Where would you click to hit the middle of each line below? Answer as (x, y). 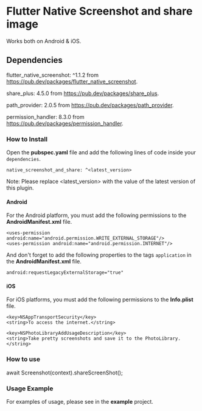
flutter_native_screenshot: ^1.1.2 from (53, 75)
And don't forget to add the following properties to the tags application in (99, 255)
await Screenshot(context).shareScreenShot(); (64, 373)
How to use (23, 359)
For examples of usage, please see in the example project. (80, 402)
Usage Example (30, 388)
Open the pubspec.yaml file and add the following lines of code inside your (101, 152)
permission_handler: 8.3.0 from (46, 116)
